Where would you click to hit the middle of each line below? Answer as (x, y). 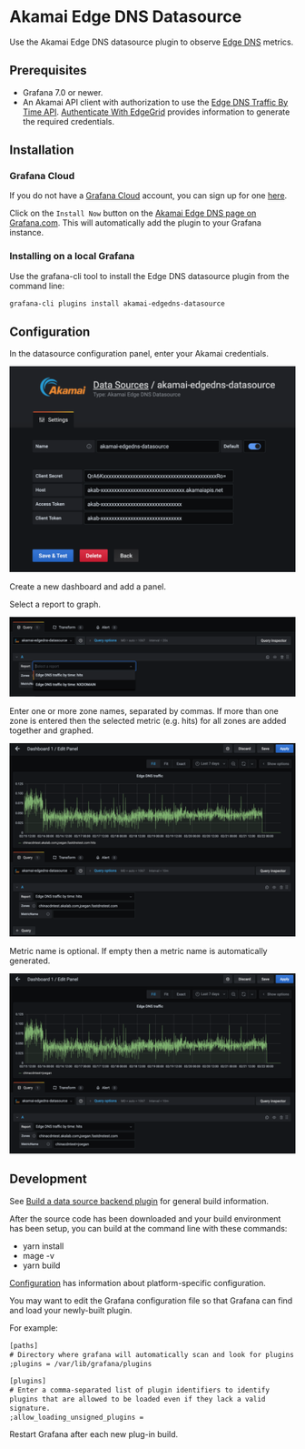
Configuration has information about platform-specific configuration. (138, 1283)
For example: (34, 1328)
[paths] (24, 1345)
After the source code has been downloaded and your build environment (145, 1218)
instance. (27, 233)
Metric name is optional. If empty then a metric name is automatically (138, 951)
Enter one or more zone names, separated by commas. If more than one (144, 711)
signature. (30, 1408)
